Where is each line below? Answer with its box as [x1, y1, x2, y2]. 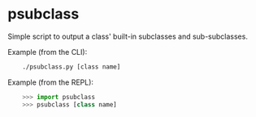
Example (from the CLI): [7, 47, 88, 56]
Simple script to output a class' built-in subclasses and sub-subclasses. [7, 31, 249, 41]
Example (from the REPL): [7, 77, 94, 87]
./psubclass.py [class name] [22, 62, 121, 71]
